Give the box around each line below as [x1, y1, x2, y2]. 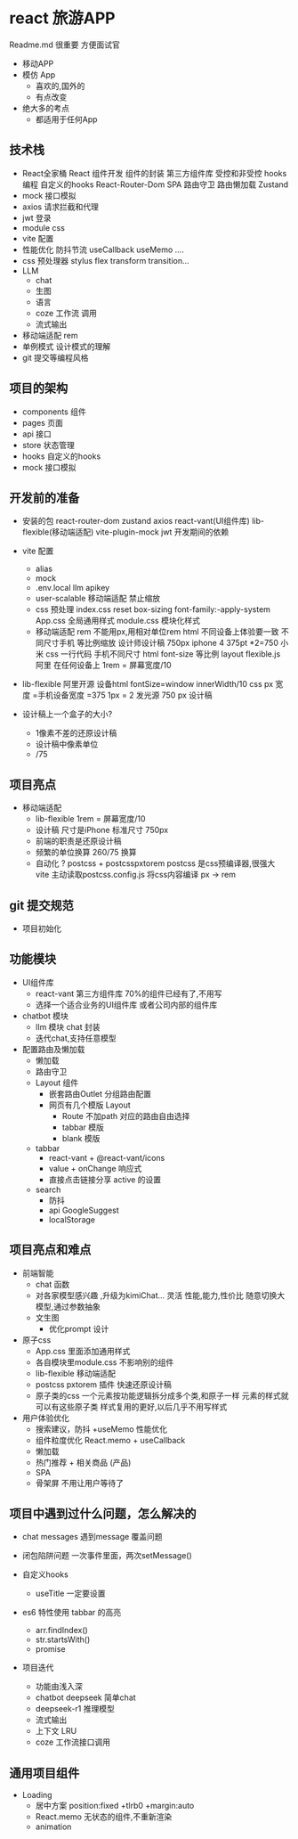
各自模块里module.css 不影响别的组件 [35, 1356, 174, 1368]
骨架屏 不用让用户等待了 [35, 1477, 125, 1488]
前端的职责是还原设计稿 [35, 836, 122, 846]
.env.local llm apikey [35, 583, 110, 593]
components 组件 [21, 406, 86, 417]
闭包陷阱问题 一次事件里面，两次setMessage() [21, 1550, 193, 1561]
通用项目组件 [9, 1765, 80, 1780]
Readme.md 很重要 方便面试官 [9, 39, 120, 50]
